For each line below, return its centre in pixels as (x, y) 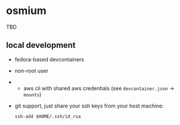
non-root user (31, 71)
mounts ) (32, 94)
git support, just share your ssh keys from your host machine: (89, 106)
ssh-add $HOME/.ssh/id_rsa (48, 116)
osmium (26, 11)
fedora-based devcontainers (49, 59)
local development (41, 45)
